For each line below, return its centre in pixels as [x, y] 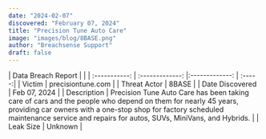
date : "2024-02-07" [41, 16]
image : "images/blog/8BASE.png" [62, 38]
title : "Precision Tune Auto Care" [68, 30]
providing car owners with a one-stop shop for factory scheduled [116, 109]
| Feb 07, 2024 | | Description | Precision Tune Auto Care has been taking [129, 92]
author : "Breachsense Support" [60, 46]
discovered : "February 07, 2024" [64, 23]
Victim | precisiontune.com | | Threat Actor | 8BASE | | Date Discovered [139, 84]
